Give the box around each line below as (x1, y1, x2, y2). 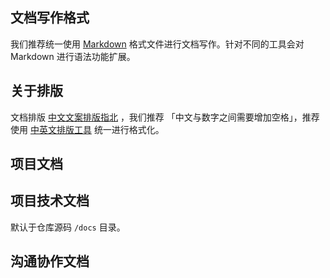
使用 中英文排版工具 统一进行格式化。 (10, 123, 165, 135)
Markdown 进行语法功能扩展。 (10, 50, 136, 62)
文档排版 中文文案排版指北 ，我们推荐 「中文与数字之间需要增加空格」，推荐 (10, 111, 320, 123)
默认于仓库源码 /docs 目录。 (10, 221, 126, 233)
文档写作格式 (10, 9, 90, 27)
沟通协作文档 (10, 253, 90, 270)
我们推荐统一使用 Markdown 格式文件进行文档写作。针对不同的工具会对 (10, 38, 305, 50)
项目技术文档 (10, 193, 90, 210)
